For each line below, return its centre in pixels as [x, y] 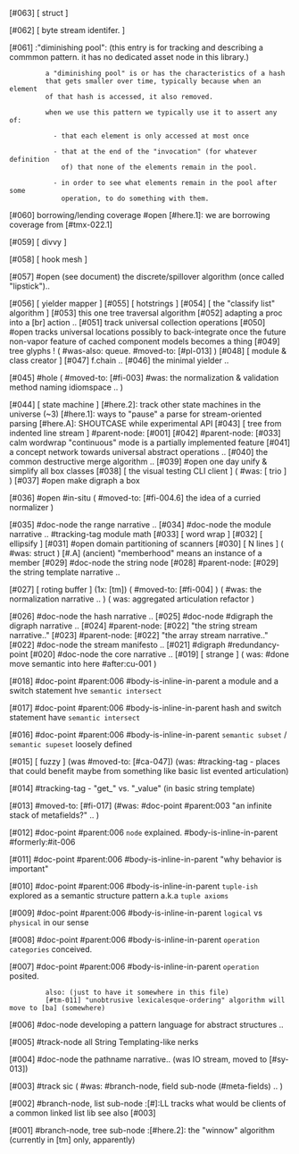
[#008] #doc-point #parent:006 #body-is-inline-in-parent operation [135, 939]
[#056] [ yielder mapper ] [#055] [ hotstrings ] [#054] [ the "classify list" [142, 303]
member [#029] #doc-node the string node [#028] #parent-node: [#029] [144, 563]
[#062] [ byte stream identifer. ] [67, 30]
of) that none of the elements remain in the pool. [159, 167]
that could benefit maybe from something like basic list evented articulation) [149, 771]
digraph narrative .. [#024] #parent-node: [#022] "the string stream [133, 626]
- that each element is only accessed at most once [151, 136]
